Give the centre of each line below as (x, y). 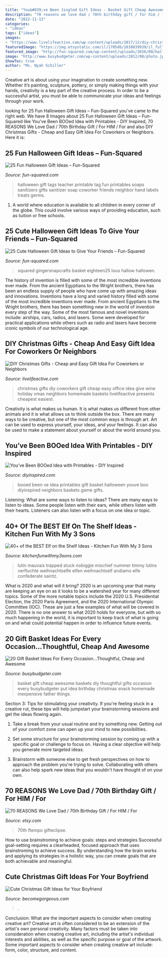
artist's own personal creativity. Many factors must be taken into (71, 928)
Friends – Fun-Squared (41, 239)
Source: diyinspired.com (30, 475)
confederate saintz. (37, 576)
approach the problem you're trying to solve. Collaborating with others (85, 764)
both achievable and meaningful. (39, 861)
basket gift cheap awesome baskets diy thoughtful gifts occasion (84, 683)
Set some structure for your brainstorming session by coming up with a (86, 739)
